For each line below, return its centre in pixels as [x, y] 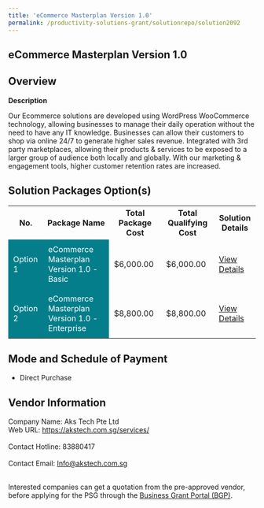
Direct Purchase [46, 378]
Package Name [76, 223]
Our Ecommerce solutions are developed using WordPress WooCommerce [129, 116]
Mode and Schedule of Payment [88, 359]
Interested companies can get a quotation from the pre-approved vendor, [127, 487]
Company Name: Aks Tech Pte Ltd [64, 421]
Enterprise [67, 328]
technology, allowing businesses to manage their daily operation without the [132, 124]
